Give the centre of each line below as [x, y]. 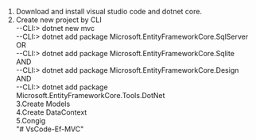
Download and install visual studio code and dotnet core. [109, 11]
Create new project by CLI [58, 20]
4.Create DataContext [51, 112]
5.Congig [31, 121]
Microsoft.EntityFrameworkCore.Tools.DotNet [90, 95]
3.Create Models [43, 104]
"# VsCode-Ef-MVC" [50, 129]
